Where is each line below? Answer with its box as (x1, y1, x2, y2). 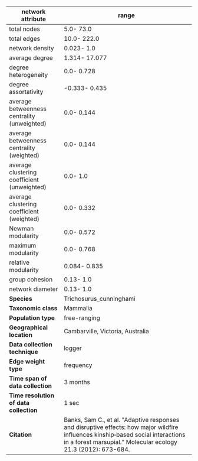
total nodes (9, 25, 40, 33)
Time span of (9, 375, 47, 382)
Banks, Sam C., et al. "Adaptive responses (64, 416, 180, 424)
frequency (64, 361, 93, 369)
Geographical (9, 323, 48, 332)
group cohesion (9, 275, 53, 283)
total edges (9, 35, 40, 43)
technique (9, 348, 38, 356)
